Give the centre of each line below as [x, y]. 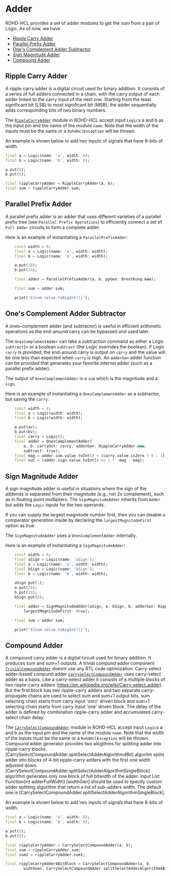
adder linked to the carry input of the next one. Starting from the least [78, 99]
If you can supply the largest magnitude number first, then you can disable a [85, 515]
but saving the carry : [27, 399]
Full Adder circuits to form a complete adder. [53, 227]
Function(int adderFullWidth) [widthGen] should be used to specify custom [84, 782]
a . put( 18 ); [26, 265]
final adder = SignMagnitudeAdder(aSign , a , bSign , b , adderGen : [85, 606]
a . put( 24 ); [26, 588]
